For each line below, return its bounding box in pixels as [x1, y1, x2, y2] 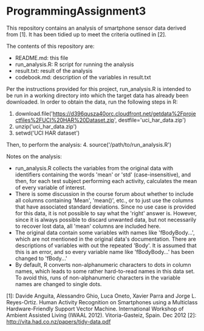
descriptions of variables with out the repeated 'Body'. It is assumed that [15, 241, 197, 249]
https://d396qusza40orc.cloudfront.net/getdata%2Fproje [52, 110, 196, 117]
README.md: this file [15, 54, 69, 61]
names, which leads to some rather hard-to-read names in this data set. [15, 267, 195, 275]
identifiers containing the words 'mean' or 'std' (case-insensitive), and [15, 171, 191, 178]
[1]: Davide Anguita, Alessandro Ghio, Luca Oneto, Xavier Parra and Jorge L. [6, 292, 196, 299]
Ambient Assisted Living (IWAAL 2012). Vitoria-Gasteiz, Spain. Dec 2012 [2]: [6, 311, 197, 319]
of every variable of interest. [15, 184, 86, 191]
